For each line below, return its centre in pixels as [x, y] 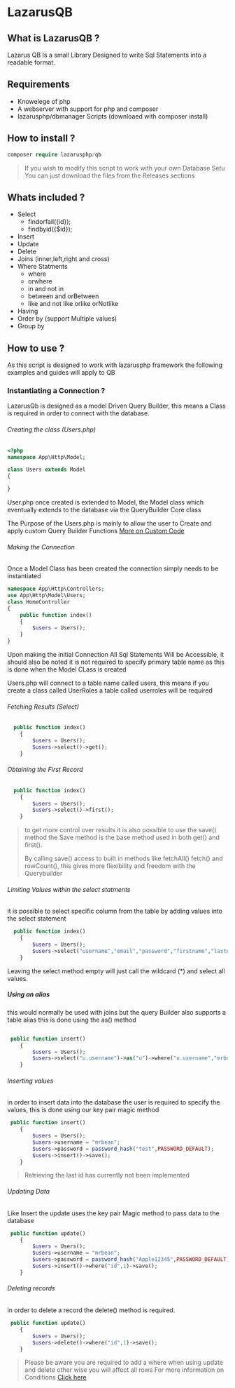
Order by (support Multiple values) [67, 319]
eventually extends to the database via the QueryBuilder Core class [104, 510]
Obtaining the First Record [45, 770]
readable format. [31, 62]
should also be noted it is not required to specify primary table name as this [116, 662]
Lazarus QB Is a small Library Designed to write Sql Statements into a [107, 55]
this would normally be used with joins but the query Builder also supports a [116, 1012]
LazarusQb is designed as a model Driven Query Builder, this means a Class [116, 406]
